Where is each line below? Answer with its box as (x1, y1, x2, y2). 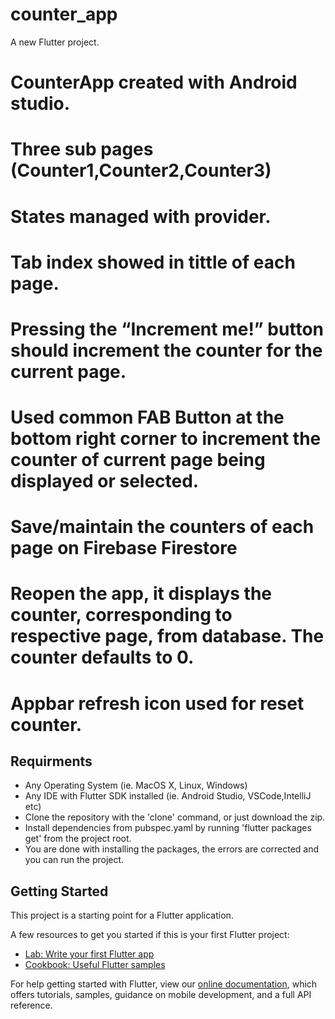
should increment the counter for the (10, 339, 323, 362)
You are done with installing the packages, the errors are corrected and (24, 843, 320, 855)
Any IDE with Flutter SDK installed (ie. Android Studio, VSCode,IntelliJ (24, 790, 312, 802)
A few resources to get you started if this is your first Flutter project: (10, 929, 290, 941)
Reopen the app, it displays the (10, 583, 273, 605)
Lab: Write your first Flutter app (24, 948, 155, 960)
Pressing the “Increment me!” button (10, 318, 324, 340)
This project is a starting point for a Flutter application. (10, 909, 234, 922)
